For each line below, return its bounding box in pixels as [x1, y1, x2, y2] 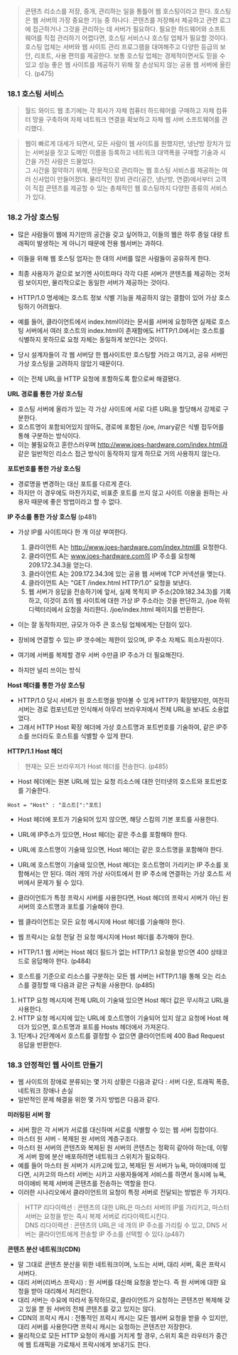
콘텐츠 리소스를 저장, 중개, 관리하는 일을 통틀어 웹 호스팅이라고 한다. [24, 7, 212, 15]
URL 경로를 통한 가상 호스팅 [7, 389, 83, 398]
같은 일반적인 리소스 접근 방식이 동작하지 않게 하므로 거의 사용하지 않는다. [17, 449, 221, 458]
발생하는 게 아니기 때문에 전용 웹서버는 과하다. [36, 239, 164, 247]
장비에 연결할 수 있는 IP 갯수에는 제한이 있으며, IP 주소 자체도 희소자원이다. [17, 635, 224, 644]
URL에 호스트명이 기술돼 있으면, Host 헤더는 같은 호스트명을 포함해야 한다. [17, 845, 224, 854]
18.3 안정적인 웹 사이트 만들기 [7, 1060, 103, 1070]
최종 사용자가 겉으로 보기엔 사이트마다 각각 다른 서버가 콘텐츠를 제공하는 [17, 269, 217, 277]
